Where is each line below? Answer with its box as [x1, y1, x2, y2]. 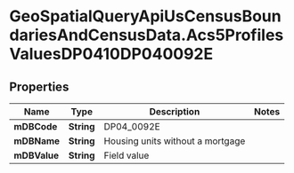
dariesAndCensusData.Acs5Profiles [9, 25, 284, 45]
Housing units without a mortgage [103, 135, 246, 147]
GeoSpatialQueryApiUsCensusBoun [9, 6, 282, 27]
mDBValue [13, 149, 60, 161]
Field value [103, 149, 150, 161]
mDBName [13, 135, 61, 147]
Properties [9, 79, 69, 94]
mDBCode [13, 121, 58, 132]
